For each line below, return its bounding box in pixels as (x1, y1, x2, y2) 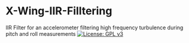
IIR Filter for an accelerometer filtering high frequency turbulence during (5, 24, 184, 31)
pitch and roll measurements (5, 30, 76, 37)
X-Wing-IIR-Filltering (5, 4, 112, 18)
